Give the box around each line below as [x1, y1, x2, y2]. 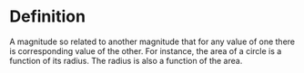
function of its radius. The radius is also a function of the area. [9, 55, 243, 66]
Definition [9, 6, 86, 27]
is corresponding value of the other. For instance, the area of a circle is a [9, 45, 282, 56]
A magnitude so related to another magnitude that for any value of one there [9, 36, 296, 47]
